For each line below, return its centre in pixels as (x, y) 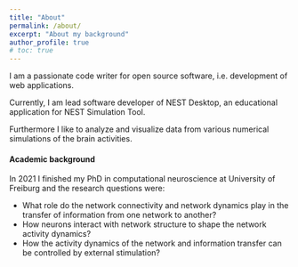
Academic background (52, 159)
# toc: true (31, 51)
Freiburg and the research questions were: (87, 189)
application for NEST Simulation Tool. (77, 112)
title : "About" (37, 17)
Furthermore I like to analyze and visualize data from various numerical (139, 129)
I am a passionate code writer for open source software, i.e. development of (149, 76)
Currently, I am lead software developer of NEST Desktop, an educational (144, 102)
